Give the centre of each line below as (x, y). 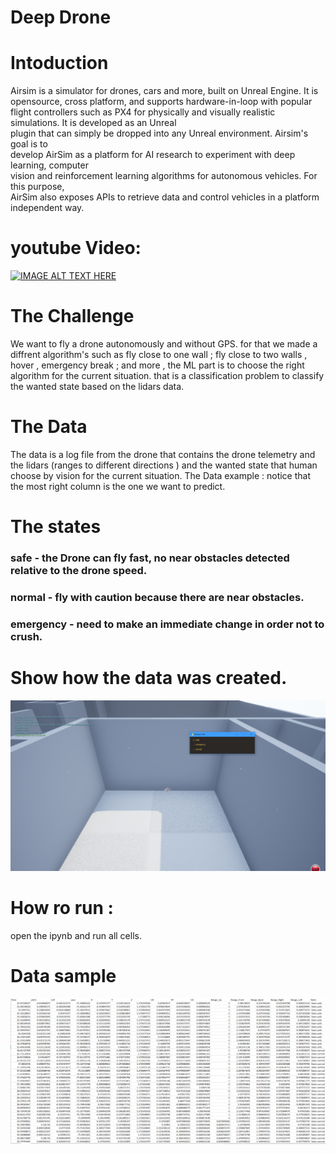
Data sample (63, 976)
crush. (26, 636)
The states (56, 527)
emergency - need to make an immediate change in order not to (167, 624)
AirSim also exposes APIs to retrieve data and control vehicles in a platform (165, 197)
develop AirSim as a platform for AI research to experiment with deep (153, 155)
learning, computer (49, 165)
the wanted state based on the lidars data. (97, 386)
